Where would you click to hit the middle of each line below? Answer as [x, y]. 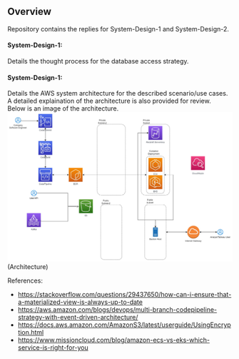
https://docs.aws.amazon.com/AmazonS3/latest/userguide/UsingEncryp [124, 325]
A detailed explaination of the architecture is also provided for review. [110, 101]
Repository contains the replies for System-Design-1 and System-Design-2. [118, 29]
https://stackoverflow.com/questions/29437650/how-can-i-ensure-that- [124, 295]
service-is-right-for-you [53, 348]
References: [25, 280]
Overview [30, 12]
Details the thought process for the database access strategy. [98, 61]
